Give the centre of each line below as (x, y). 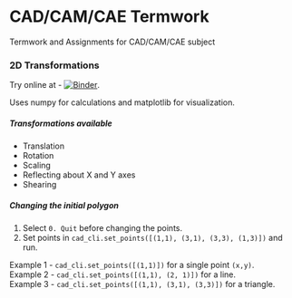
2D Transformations (54, 65)
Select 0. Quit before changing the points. (102, 228)
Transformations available (61, 123)
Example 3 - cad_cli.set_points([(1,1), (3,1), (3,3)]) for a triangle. (142, 284)
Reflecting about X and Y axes (79, 175)
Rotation (38, 156)
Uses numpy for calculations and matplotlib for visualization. (122, 102)
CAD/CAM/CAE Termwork (110, 17)
